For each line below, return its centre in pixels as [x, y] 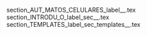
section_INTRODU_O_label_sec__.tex [58, 17]
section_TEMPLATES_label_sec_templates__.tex [73, 24]
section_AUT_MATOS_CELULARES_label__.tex [71, 10]
